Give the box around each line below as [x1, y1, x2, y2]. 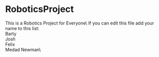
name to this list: [5, 25, 39, 31]
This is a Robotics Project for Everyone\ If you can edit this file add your [5, 20, 154, 26]
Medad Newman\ [5, 46, 41, 52]
